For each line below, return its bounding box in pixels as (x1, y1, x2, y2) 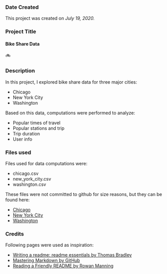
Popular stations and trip (12, 125, 65, 131)
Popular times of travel (12, 120, 61, 126)
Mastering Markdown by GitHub (12, 258, 80, 264)
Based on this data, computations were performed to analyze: (5, 109, 135, 116)
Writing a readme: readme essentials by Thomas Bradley (12, 252, 132, 258)
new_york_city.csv (12, 176, 52, 182)
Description (5, 67, 35, 74)
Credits (5, 230, 24, 237)
